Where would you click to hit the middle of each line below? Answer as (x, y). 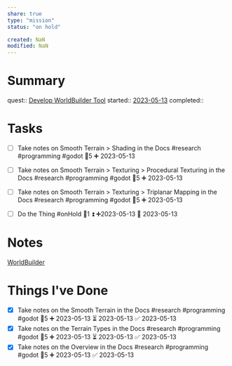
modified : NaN (28, 46)
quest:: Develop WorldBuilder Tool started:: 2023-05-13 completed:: (105, 100)
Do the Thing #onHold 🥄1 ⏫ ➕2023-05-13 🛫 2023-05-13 (97, 214)
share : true (25, 14)
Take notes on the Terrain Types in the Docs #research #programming (119, 329)
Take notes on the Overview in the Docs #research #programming (113, 347)
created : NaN (26, 39)
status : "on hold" (34, 27)
